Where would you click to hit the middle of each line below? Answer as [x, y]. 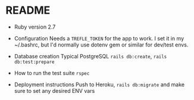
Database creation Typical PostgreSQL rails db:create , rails [90, 56]
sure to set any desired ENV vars [54, 90]
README [28, 10]
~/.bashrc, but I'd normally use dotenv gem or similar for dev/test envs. [101, 45]
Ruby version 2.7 [35, 27]
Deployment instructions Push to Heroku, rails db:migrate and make [99, 85]
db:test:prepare [34, 62]
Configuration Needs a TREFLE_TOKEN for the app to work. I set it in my [99, 38]
